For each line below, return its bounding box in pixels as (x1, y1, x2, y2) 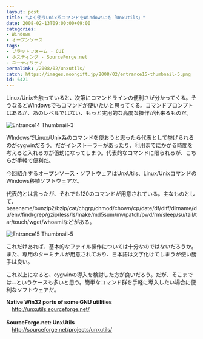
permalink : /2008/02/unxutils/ (6, 65, 85, 72)
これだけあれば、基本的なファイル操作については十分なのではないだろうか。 (6, 243, 197, 250)
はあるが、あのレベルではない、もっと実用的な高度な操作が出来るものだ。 (6, 109, 192, 117)
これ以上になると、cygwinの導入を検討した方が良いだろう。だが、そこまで (6, 271, 193, 278)
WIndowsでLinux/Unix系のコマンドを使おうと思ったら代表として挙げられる (6, 134, 195, 142)
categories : (6, 26, 36, 32)
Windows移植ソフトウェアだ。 (6, 177, 83, 185)
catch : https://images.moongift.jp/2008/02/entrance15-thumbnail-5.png (6, 71, 191, 77)
